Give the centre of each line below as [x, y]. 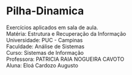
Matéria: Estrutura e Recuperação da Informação [66, 33]
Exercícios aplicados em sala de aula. [52, 27]
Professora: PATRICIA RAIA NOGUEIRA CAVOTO [65, 59]
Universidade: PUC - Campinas [44, 40]
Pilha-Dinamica [45, 11]
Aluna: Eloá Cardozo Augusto [42, 65]
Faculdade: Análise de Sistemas [45, 46]
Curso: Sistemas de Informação [45, 52]
